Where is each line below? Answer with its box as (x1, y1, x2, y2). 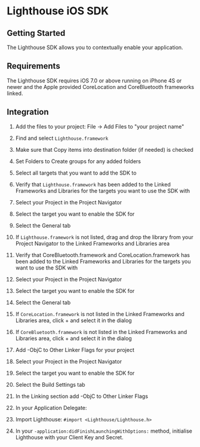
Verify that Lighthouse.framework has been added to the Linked (15, 180, 171, 188)
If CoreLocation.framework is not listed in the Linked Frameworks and (15, 310, 184, 317)
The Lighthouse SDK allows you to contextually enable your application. (7, 44, 184, 51)
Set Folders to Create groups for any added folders (15, 157, 141, 165)
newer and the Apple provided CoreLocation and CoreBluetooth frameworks (7, 83, 195, 90)
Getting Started (7, 28, 66, 38)
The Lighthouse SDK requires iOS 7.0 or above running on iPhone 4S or (7, 76, 182, 84)
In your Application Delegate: (15, 404, 87, 411)
